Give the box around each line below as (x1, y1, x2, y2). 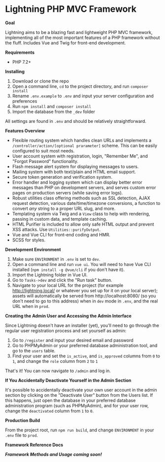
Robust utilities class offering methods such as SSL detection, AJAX (12, 195, 150, 201)
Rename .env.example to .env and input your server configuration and (12, 93, 154, 99)
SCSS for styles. (12, 237, 46, 243)
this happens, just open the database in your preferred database (5, 397, 136, 403)
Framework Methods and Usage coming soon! (5, 451, 102, 457)
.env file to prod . (5, 432, 38, 438)
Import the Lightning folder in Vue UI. (12, 271, 88, 277)
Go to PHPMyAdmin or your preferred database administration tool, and (12, 342, 158, 348)
